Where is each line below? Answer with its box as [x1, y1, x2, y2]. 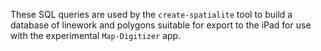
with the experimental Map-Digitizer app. [10, 30, 182, 41]
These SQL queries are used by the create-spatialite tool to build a [10, 9, 293, 20]
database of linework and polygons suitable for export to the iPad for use [10, 19, 312, 31]
